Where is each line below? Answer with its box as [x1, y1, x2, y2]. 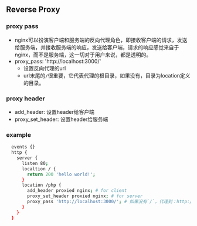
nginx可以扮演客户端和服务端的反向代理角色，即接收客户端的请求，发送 [14, 36, 188, 43]
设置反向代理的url [23, 65, 66, 72]
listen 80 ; [21, 160, 49, 166]
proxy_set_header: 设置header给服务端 [14, 116, 108, 123]
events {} [11, 144, 35, 150]
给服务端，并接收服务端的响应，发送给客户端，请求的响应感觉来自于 [14, 43, 179, 50]
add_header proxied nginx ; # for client [27, 188, 127, 194]
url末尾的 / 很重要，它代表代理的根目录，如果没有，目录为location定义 [23, 72, 191, 79]
